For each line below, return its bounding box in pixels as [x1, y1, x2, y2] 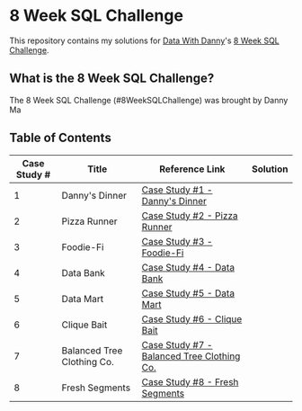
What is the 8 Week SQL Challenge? [9, 71, 215, 86]
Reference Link [158, 163, 226, 175]
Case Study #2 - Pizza [141, 209, 238, 221]
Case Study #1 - [141, 183, 213, 196]
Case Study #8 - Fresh [141, 375, 239, 388]
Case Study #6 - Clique [141, 312, 243, 325]
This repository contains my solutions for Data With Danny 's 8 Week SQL [9, 35, 280, 46]
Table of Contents [9, 130, 112, 146]
